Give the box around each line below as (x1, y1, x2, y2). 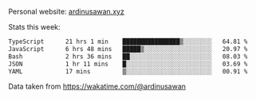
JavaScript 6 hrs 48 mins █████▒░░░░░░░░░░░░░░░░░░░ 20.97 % (8, 45, 248, 53)
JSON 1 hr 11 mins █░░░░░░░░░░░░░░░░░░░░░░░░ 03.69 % (8, 60, 248, 68)
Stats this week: (8, 22, 61, 31)
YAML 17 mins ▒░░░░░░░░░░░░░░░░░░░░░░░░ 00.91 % (8, 67, 248, 75)
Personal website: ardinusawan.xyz (8, 7, 125, 16)
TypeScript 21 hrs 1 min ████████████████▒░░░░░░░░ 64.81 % (8, 38, 248, 46)
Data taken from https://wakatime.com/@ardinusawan (8, 81, 186, 91)
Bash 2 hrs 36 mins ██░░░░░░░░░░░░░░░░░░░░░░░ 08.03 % (8, 52, 248, 61)
